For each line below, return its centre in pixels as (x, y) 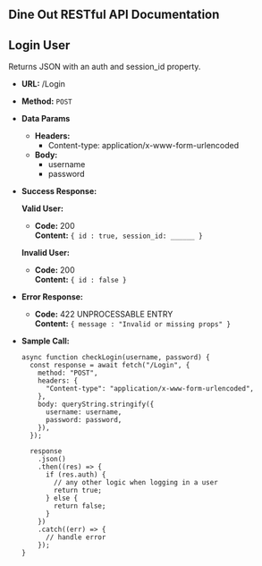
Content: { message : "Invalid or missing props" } (133, 324)
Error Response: (52, 297)
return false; (80, 506)
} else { (62, 498)
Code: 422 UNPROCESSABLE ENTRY (104, 314)
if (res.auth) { (76, 475)
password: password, (84, 420)
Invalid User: (46, 253)
